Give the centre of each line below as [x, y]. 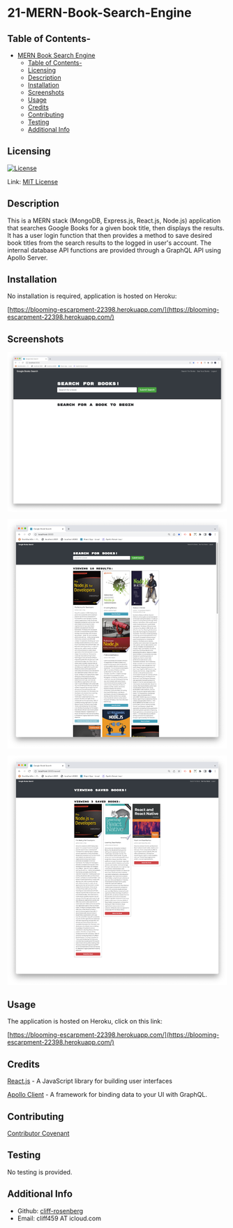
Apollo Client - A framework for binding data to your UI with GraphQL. [107, 1095]
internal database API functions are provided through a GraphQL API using [114, 250]
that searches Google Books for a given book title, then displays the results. [116, 227]
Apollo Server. [28, 257]
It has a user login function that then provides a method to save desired [110, 235]
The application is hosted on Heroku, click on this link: [85, 1021]
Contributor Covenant [38, 1133]
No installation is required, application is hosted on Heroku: [92, 296]
